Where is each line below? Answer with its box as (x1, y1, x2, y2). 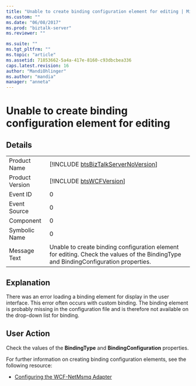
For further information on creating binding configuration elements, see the (6, 356, 187, 363)
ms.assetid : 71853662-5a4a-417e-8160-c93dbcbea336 (6, 57, 132, 63)
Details (6, 140, 32, 150)
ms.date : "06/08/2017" (6, 19, 61, 25)
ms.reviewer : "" (6, 30, 45, 36)
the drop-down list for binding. (6, 312, 80, 319)
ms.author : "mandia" (6, 74, 57, 80)
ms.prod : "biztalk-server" (6, 25, 72, 31)
